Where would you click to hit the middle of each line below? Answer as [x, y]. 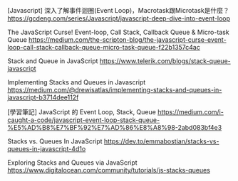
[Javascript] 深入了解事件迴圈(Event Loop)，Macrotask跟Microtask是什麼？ [118, 10]
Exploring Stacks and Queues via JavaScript [72, 163]
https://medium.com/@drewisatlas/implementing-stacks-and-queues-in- [115, 90]
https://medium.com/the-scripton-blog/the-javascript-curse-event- [127, 40]
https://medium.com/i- [191, 112]
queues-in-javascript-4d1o [47, 149]
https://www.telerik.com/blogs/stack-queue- [165, 61]
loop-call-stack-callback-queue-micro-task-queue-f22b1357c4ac [104, 47]
